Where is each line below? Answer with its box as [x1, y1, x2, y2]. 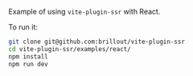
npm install [8, 52, 48, 61]
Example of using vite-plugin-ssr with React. [8, 7, 161, 16]
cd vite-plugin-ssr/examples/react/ [8, 45, 131, 53]
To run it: [8, 22, 39, 31]
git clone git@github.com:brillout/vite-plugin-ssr [8, 38, 185, 46]
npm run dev [8, 60, 48, 68]
